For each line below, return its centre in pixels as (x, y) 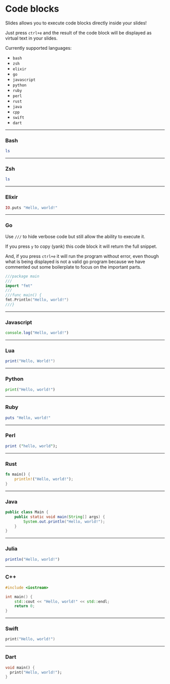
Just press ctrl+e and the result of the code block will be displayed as (78, 32)
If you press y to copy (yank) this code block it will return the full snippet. (81, 246)
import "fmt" (19, 286)
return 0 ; (25, 606)
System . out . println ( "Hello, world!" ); (64, 522)
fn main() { (18, 475)
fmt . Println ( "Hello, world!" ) (37, 300)
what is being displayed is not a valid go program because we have (75, 262)
